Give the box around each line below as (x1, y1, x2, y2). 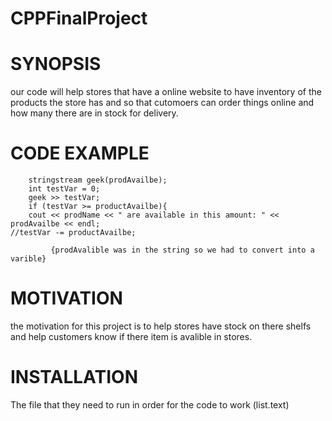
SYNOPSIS (10, 53, 102, 76)
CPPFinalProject (10, 7, 148, 30)
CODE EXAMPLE (10, 142, 150, 165)
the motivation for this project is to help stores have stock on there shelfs (10, 320, 312, 332)
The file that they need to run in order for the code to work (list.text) (10, 398, 290, 411)
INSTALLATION (10, 366, 138, 389)
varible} (10, 254, 47, 264)
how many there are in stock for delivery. (10, 107, 179, 119)
